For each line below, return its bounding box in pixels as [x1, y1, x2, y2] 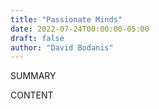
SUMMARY [10, 70, 57, 82]
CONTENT [10, 89, 54, 101]
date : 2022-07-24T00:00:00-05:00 [10, 24, 150, 34]
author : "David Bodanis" [10, 42, 114, 53]
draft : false [10, 33, 65, 43]
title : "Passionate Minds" [10, 14, 123, 25]
